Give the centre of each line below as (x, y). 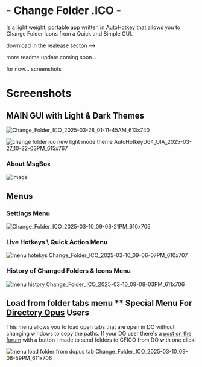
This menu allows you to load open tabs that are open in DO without (90, 327)
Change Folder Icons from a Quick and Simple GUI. (70, 33)
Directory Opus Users (48, 312)
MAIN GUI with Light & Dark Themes (75, 115)
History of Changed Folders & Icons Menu (69, 271)
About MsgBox (29, 164)
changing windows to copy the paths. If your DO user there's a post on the (99, 334)
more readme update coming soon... (52, 57)
